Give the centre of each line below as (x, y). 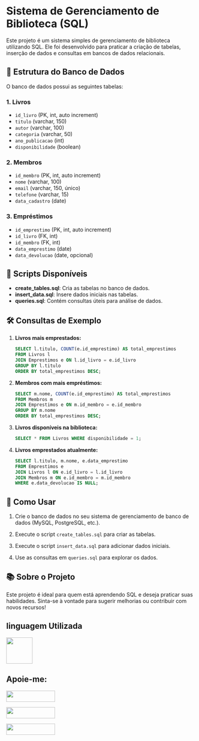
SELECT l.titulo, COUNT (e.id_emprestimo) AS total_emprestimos (96, 349)
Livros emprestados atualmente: (56, 450)
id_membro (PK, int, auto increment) (58, 176)
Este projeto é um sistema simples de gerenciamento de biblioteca (88, 40)
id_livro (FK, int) (36, 236)
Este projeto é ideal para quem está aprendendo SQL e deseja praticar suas (99, 594)
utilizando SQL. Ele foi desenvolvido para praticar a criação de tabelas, (94, 47)
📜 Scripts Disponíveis (47, 274)
